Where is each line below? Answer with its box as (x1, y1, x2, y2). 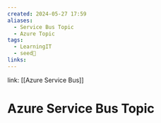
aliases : (7, 17, 33, 24)
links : (7, 57, 27, 64)
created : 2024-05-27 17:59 (7, 10, 87, 18)
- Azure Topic (13, 30, 55, 37)
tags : (7, 37, 23, 44)
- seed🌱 (13, 50, 37, 57)
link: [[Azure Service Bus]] (7, 76, 84, 84)
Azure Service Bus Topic (7, 100, 155, 117)
